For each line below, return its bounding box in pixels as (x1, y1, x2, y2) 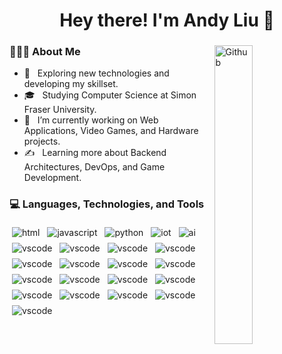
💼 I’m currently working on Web (23, 114, 159, 126)
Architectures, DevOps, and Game (23, 161, 166, 173)
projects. (23, 135, 61, 148)
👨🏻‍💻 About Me (9, 45, 81, 59)
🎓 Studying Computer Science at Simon (23, 89, 197, 101)
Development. (23, 172, 82, 184)
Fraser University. (23, 104, 97, 116)
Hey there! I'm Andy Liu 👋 (59, 9, 275, 32)
